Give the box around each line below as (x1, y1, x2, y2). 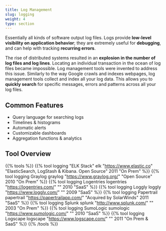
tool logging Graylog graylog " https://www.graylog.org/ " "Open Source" (5, 173, 153, 179)
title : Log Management (5, 7, 52, 12)
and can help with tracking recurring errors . (5, 45, 96, 51)
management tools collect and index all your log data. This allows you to (5, 76, 153, 82)
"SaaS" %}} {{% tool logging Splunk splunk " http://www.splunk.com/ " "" (5, 200, 154, 206)
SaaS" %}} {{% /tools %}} (5, 221, 59, 227)
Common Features (5, 101, 64, 109)
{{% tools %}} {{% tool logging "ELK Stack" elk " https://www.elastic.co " (5, 162, 153, 169)
